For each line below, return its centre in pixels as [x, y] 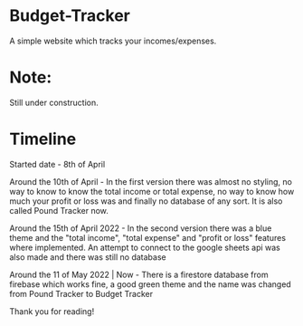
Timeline [43, 139]
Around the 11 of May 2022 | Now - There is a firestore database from [139, 274]
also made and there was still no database [88, 257]
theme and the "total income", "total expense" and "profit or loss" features [148, 237]
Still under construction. [54, 102]
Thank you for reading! [52, 311]
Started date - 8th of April [57, 164]
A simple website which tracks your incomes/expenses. [113, 41]
